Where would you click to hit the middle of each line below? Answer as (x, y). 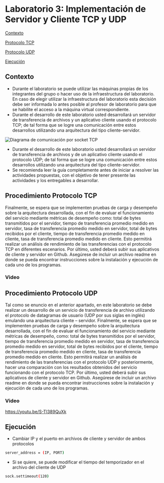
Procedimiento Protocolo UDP (51, 293)
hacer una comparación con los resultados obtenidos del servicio (71, 368)
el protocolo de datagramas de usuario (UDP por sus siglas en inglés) (75, 315)
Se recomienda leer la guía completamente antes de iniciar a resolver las (85, 170)
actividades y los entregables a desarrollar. (56, 180)
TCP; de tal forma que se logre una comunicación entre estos (74, 125)
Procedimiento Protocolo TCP (51, 196)
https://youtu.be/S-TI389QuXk (36, 412)
